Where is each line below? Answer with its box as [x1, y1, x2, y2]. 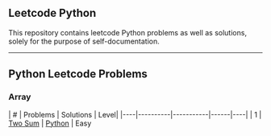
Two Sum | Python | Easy [8, 118, 92, 128]
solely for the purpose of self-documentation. [8, 36, 160, 46]
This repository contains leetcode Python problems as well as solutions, [8, 27, 248, 37]
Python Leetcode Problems [8, 68, 148, 81]
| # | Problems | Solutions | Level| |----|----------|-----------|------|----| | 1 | [8, 109, 262, 119]
